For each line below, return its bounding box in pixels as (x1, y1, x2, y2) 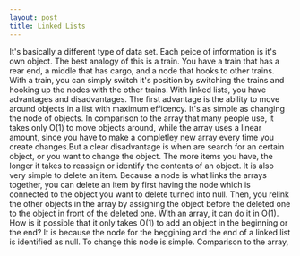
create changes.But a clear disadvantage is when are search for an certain (9, 141, 285, 152)
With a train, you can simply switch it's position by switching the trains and (9, 74, 285, 85)
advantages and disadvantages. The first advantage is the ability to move (9, 93, 280, 104)
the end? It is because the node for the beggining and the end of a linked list (9, 226, 291, 237)
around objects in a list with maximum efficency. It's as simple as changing (9, 103, 285, 114)
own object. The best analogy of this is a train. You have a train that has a (9, 55, 280, 66)
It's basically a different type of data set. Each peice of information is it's (9, 46, 277, 56)
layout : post (9, 13, 58, 22)
